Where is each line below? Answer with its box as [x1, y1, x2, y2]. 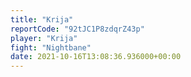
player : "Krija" [10, 33, 78, 43]
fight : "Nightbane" [10, 42, 92, 53]
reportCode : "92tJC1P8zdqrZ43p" [10, 24, 145, 34]
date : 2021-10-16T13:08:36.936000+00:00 [10, 52, 182, 62]
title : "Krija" [10, 14, 74, 25]
